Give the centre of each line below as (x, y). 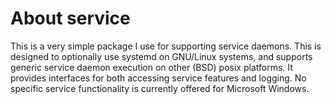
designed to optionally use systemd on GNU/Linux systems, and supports (161, 56)
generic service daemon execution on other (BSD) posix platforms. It (151, 67)
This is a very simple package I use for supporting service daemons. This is (166, 46)
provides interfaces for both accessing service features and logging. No (158, 78)
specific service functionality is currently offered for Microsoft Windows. (160, 88)
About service (70, 18)
